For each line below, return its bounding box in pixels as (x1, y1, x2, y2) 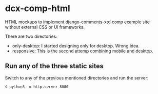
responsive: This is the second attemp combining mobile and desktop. (12, 48, 154, 54)
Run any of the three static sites (5, 62, 104, 70)
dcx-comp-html (5, 3, 71, 14)
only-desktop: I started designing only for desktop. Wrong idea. (12, 43, 140, 48)
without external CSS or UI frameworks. (5, 24, 85, 30)
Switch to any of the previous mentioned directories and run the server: (5, 75, 149, 80)
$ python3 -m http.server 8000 (5, 84, 69, 89)
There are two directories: (5, 33, 58, 39)
